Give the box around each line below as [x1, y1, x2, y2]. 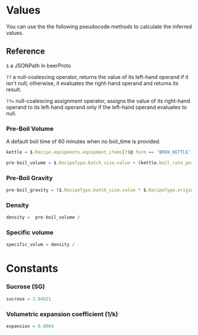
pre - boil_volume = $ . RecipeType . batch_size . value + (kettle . [6, 160, 160, 165]
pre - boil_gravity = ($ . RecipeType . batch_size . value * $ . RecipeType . [6, 187, 178, 193]
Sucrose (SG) [6, 283, 45, 291]
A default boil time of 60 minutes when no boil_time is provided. [6, 138, 161, 145]
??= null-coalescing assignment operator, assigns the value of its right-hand [6, 97, 190, 104]
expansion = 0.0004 [6, 323, 54, 329]
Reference [6, 47, 45, 57]
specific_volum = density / [6, 242, 75, 248]
